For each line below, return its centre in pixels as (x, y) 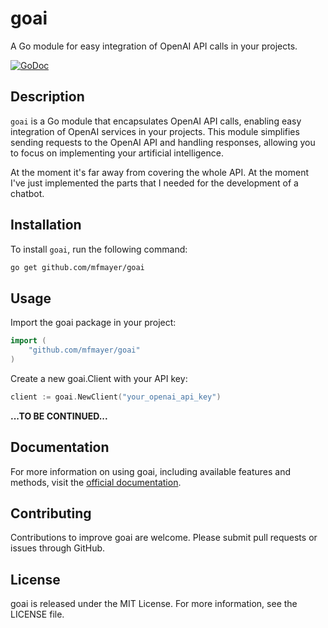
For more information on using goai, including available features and (151, 471)
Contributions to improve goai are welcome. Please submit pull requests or (164, 538)
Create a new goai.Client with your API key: (99, 378)
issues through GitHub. (58, 548)
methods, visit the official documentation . (96, 482)
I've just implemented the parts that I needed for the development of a (154, 183)
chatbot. (27, 193)
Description (47, 97)
